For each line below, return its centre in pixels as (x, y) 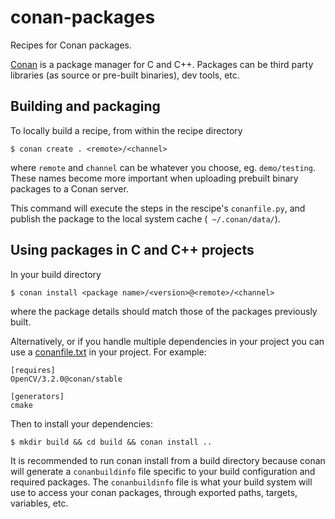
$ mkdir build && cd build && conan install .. (111, 442)
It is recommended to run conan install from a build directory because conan (168, 460)
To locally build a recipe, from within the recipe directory (126, 130)
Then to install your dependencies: (81, 423)
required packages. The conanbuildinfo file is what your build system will (161, 482)
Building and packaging (85, 106)
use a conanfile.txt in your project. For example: (108, 352)
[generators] (37, 396)
